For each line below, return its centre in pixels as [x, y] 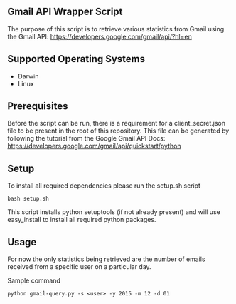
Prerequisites [38, 106]
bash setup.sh [28, 199]
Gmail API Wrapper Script [65, 12]
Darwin [28, 76]
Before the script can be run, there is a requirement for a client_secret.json [117, 123]
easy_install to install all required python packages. [82, 220]
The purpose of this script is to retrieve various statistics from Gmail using [116, 29]
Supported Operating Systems [76, 59]
